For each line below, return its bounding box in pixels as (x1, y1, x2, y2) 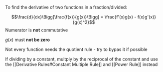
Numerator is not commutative (5, 27, 68, 33)
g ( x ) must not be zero (5, 37, 50, 42)
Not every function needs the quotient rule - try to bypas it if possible (5, 46, 148, 52)
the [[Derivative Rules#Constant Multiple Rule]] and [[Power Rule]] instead (5, 61, 158, 67)
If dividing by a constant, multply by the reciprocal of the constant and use (5, 56, 158, 62)
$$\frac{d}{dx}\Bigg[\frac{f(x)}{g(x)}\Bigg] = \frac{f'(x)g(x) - (11, 14, 137, 19)
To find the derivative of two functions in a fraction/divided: (5, 4, 127, 10)
